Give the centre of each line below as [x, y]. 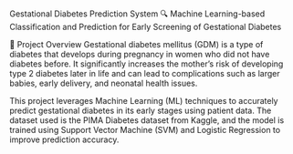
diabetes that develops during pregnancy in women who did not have [140, 54]
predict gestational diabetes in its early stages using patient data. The [141, 110]
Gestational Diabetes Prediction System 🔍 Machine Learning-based [137, 14]
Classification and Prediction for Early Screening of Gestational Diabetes [146, 27]
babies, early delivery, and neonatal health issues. [104, 83]
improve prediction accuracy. [64, 139]
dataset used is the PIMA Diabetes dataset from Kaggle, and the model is [147, 120]
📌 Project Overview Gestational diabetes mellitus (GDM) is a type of [136, 44]
